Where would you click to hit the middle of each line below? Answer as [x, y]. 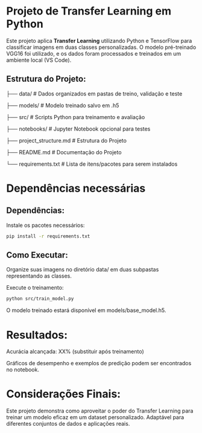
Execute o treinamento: [35, 288]
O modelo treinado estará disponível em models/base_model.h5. [86, 310]
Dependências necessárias [76, 188]
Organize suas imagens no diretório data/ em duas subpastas [83, 270]
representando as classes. [39, 276]
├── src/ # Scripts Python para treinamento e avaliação [76, 117]
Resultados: [37, 335]
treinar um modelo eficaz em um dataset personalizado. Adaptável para [95, 417]
